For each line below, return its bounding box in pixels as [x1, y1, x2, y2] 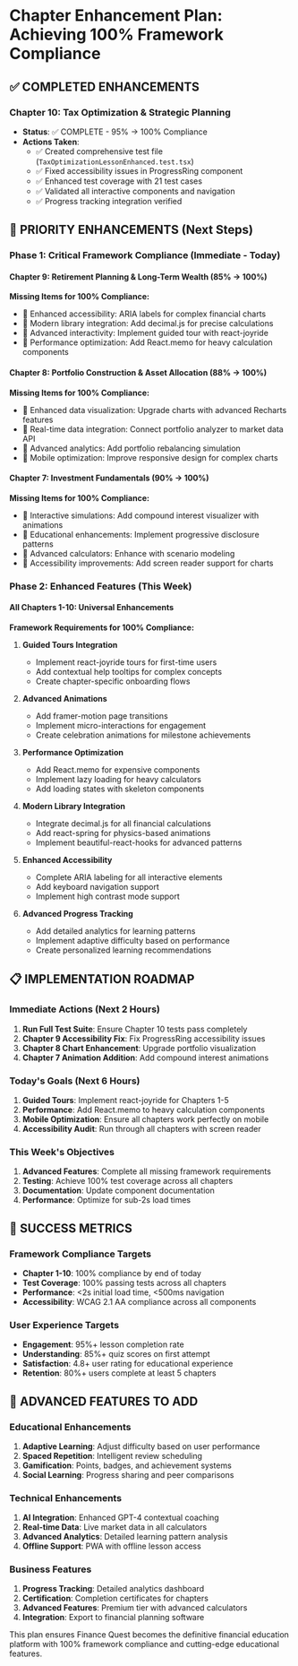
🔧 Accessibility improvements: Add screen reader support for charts [21, 557, 274, 568]
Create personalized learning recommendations [35, 945, 212, 955]
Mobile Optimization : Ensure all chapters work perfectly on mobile [21, 1113, 269, 1125]
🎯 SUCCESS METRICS [9, 1221, 132, 1236]
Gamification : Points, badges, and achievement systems [21, 1460, 233, 1471]
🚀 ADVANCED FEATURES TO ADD [9, 1394, 199, 1409]
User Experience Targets [9, 1318, 119, 1331]
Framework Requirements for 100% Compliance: [9, 622, 195, 633]
